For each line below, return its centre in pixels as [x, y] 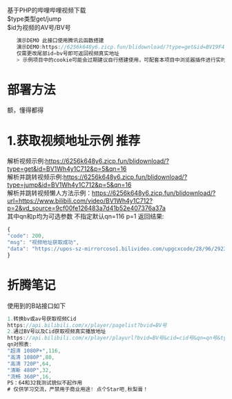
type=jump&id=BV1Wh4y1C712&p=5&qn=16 [69, 185]
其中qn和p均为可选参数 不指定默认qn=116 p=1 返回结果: [86, 216]
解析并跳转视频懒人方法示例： [49, 193]
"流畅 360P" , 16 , [29, 377]
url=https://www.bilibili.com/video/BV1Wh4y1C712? [80, 201]
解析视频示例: [27, 161]
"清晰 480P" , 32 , [29, 370]
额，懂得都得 [25, 110]
